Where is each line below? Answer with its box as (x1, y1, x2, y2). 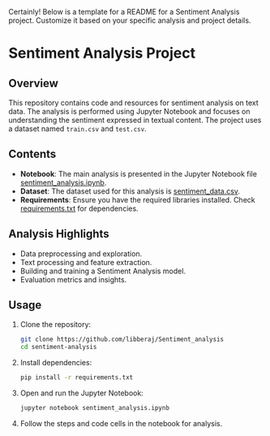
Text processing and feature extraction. (19, 257, 152, 267)
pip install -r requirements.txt (19, 373, 134, 381)
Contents (8, 147, 57, 161)
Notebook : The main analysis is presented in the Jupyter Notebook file (19, 168, 258, 178)
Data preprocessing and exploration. (19, 248, 143, 259)
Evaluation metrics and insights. (19, 274, 127, 284)
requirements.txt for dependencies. (19, 203, 139, 213)
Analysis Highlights (8, 227, 109, 241)
